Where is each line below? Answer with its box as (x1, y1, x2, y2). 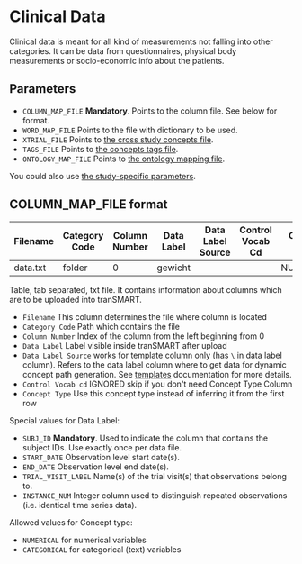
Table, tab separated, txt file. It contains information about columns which (9, 284, 283, 295)
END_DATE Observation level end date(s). (22, 461, 169, 472)
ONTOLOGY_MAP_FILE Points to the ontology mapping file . (22, 153, 226, 164)
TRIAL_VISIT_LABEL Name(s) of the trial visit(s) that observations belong (22, 470, 288, 481)
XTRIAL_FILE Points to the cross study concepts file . (22, 133, 214, 145)
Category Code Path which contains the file (22, 321, 180, 332)
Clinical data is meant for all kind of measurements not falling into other (9, 36, 273, 47)
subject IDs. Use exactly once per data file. (22, 441, 182, 452)
